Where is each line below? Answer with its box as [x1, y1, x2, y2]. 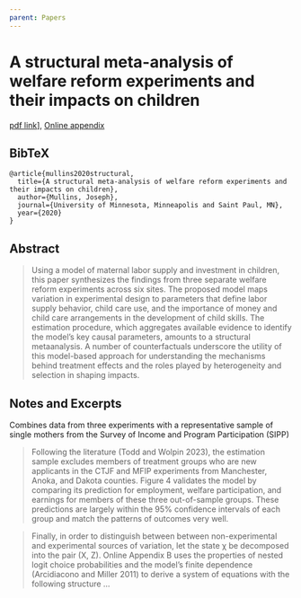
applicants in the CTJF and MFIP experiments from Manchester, [31, 466, 268, 476]
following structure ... [31, 578, 111, 589]
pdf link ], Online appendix [9, 119, 105, 130]
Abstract [9, 241, 60, 256]
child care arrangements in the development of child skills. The [31, 312, 265, 323]
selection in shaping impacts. [31, 370, 140, 381]
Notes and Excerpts [9, 396, 122, 411]
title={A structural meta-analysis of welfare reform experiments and [17, 177, 288, 187]
